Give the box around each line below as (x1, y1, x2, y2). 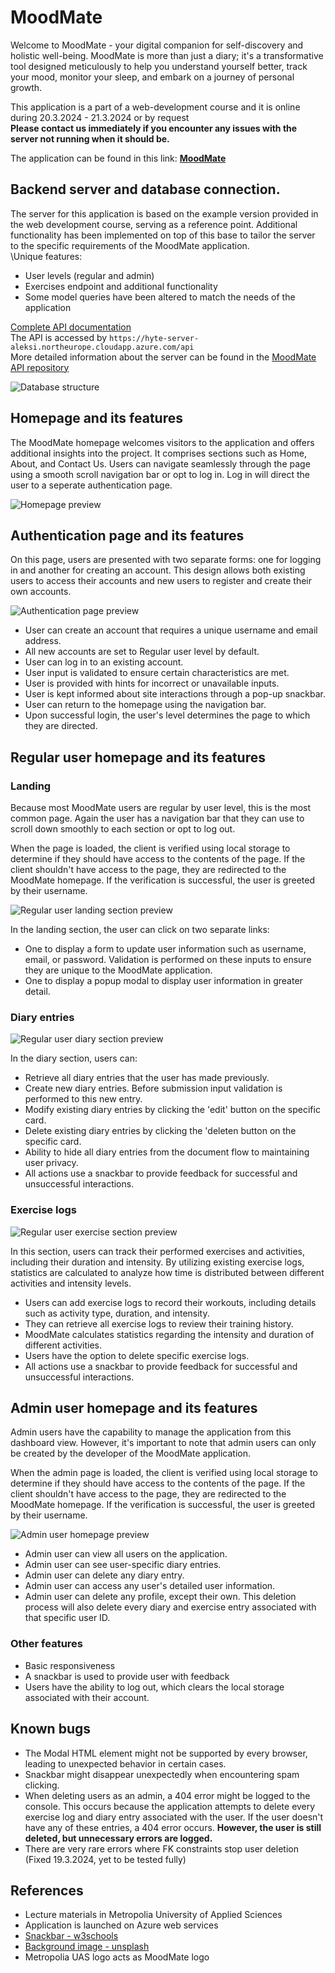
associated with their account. (24, 1691, 150, 1703)
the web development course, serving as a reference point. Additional (10, 218, 298, 230)
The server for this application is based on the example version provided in (10, 207, 319, 220)
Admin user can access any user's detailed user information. (24, 1580, 276, 1592)
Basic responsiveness (24, 1659, 116, 1671)
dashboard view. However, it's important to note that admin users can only (10, 1437, 317, 1449)
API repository (10, 361, 70, 373)
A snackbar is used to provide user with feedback (24, 1670, 230, 1682)
